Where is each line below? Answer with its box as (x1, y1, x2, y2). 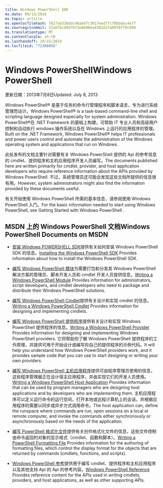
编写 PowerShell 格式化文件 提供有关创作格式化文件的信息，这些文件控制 (12, 428, 157, 434)
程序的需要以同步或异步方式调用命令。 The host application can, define (16, 403, 158, 408)
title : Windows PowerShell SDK (5, 7, 69, 12)
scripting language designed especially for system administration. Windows (5, 113, 157, 120)
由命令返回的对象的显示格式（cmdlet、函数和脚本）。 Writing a (12, 435, 136, 441)
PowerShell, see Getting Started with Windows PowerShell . (5, 207, 125, 213)
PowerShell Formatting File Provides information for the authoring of (12, 440, 149, 446)
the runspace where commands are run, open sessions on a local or (12, 408, 149, 414)
